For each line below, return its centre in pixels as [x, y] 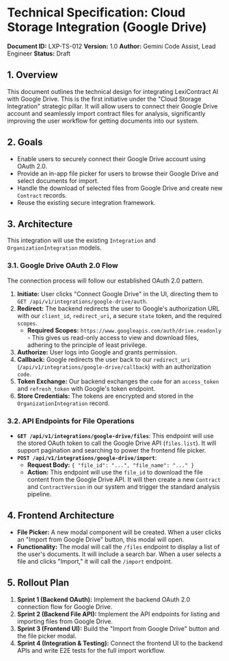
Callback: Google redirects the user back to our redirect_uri [104, 359]
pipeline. [39, 494]
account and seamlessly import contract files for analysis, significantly [106, 113]
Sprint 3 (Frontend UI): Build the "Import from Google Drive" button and [118, 628]
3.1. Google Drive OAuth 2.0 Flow [63, 265]
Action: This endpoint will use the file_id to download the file [115, 472]
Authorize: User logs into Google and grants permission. [97, 352]
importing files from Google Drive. [65, 621]
